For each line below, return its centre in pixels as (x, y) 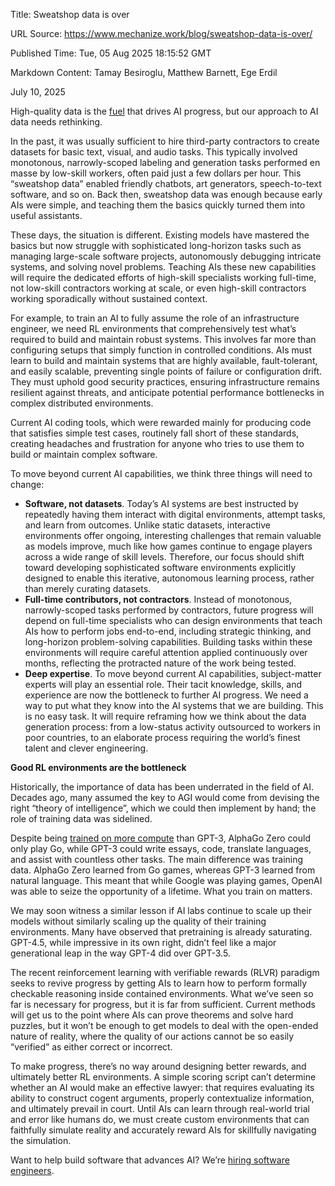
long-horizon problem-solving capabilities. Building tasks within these (168, 642)
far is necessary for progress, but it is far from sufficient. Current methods (163, 1004)
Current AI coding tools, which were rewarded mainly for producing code (161, 422)
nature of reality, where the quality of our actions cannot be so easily (152, 1036)
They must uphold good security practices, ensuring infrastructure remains (165, 382)
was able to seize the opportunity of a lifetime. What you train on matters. (161, 891)
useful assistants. (46, 215)
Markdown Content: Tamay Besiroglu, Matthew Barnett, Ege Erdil (144, 72)
